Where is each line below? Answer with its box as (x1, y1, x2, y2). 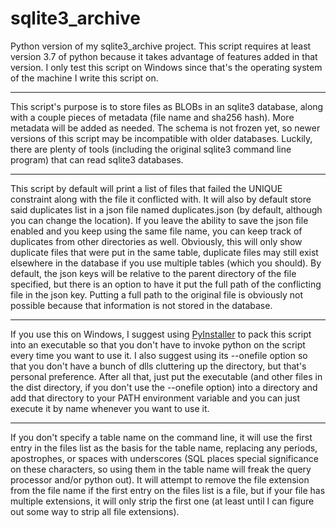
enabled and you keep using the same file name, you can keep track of (10, 225, 303, 237)
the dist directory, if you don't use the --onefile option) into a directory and (10, 381, 318, 393)
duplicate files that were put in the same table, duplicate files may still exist (10, 246, 319, 258)
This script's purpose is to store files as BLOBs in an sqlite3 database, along (10, 100, 324, 112)
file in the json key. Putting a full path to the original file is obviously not (10, 288, 304, 301)
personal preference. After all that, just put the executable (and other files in (10, 370, 323, 382)
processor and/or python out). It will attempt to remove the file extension (10, 473, 310, 486)
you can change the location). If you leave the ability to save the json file (10, 214, 309, 226)
